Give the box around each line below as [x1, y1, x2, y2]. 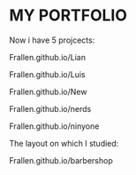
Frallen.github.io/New [9, 86, 87, 97]
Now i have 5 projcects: [9, 35, 95, 45]
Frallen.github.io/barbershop [9, 155, 113, 165]
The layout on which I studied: [9, 138, 119, 148]
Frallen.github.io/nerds [9, 103, 92, 114]
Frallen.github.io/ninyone [9, 121, 100, 131]
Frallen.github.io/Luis [9, 68, 86, 80]
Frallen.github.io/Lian [9, 52, 87, 62]
